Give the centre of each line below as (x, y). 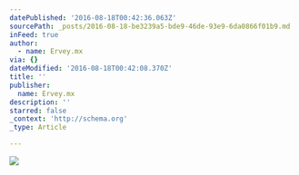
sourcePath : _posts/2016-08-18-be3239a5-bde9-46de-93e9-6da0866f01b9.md (150, 26)
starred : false (38, 111)
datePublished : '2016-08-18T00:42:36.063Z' (93, 18)
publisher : (30, 85)
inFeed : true (34, 34)
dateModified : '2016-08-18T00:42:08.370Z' (91, 69)
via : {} (24, 60)
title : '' (28, 77)
